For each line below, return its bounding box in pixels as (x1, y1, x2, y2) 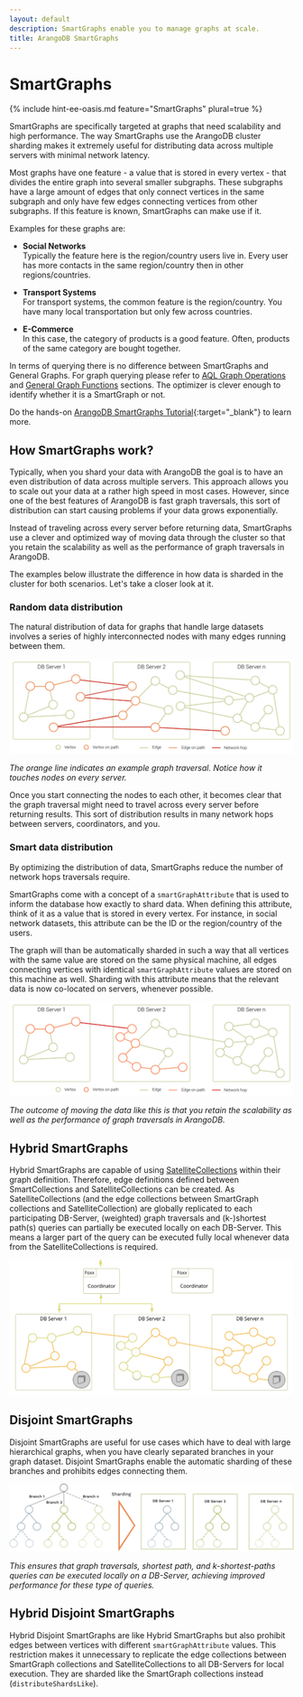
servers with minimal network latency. (9, 150, 151, 161)
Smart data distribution (9, 841, 114, 854)
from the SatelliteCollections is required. (9, 1242, 159, 1252)
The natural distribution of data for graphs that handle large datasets (9, 622, 264, 633)
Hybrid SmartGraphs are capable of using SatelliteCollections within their (9, 1165, 281, 1176)
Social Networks (22, 240, 87, 252)
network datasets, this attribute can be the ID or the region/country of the (9, 917, 282, 928)
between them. (9, 641, 66, 652)
